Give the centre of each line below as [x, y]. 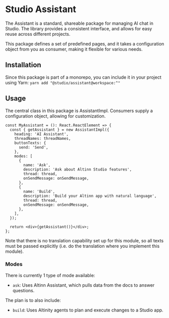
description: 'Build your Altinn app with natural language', [90, 196]
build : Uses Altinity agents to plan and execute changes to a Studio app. [88, 310]
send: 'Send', [34, 147]
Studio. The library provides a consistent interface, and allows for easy [79, 28]
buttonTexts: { [30, 143]
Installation [23, 65]
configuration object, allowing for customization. [55, 116]
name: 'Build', [39, 191]
